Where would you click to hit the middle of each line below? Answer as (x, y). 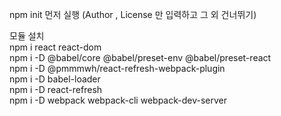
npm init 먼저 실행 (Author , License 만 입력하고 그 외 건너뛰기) (133, 14)
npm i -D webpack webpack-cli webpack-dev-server (118, 100)
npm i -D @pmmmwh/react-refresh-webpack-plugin (117, 68)
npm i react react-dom (55, 47)
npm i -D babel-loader (55, 79)
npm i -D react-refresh (56, 89)
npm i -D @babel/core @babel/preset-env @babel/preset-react (140, 57)
